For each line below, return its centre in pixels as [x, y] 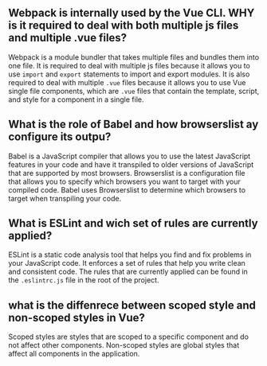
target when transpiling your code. [65, 198]
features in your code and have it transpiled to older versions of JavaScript [131, 164]
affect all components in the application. [74, 354]
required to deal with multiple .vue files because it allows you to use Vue [127, 82]
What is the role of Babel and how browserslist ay [133, 125]
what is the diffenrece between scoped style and [132, 305]
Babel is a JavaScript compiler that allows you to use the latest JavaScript [130, 156]
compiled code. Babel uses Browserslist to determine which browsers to [127, 189]
